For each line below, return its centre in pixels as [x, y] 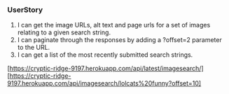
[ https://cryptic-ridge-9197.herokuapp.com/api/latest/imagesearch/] [106, 69]
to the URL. [34, 48]
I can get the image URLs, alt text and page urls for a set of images [114, 25]
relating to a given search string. [64, 32]
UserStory [25, 10]
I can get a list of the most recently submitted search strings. [105, 55]
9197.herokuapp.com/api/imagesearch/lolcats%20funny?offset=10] [104, 83]
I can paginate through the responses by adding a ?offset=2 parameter [119, 40]
